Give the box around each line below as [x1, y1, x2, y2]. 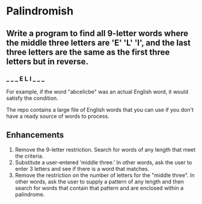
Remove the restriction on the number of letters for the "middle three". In [14, 172, 195, 179]
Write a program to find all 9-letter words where [6, 28, 189, 39]
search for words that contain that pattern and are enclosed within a [14, 184, 184, 191]
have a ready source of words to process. [6, 113, 110, 120]
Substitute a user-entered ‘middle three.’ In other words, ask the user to [14, 158, 192, 166]
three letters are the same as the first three [6, 47, 170, 57]
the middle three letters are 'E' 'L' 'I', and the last [6, 37, 191, 48]
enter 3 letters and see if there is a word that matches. [14, 165, 150, 172]
